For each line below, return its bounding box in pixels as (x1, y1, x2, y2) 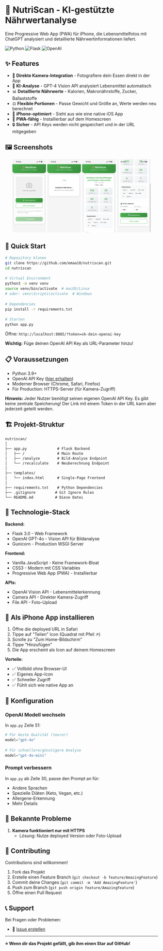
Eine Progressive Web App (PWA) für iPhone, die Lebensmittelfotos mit (5, 31, 147, 37)
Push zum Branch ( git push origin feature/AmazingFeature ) (12, 885, 134, 891)
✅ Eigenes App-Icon (12, 671, 53, 677)
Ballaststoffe (12, 95, 37, 101)
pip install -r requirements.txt (5, 307, 73, 312)
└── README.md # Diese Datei (5, 495, 83, 500)
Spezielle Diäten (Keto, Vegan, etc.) (12, 790, 83, 796)
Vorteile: (5, 656, 23, 662)
